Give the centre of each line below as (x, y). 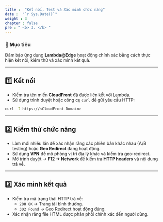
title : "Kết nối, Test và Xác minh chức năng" (55, 9)
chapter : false (21, 23)
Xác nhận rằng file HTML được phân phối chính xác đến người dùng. (80, 214)
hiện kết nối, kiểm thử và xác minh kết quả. (48, 60)
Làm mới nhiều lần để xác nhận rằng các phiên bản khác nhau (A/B (79, 143)
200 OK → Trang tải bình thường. (51, 204)
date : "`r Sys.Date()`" (31, 14)
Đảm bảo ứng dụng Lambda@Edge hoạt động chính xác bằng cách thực (78, 55)
